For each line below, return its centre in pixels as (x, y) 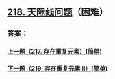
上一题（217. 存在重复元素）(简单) (55, 51)
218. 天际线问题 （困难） (57, 12)
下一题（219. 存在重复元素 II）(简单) (57, 68)
